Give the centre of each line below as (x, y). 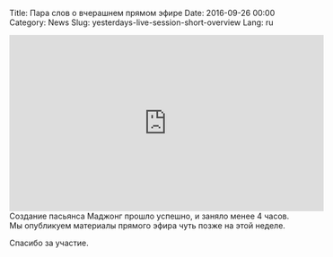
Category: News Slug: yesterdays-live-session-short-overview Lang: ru (141, 22)
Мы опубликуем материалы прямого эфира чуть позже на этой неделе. (147, 226)
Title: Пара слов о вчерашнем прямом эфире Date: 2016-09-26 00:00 (142, 13)
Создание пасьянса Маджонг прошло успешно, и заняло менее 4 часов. (149, 216)
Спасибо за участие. (49, 243)
